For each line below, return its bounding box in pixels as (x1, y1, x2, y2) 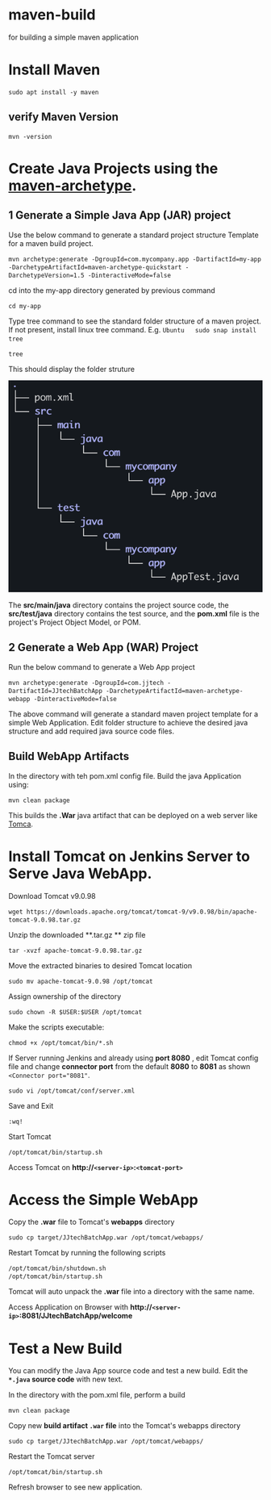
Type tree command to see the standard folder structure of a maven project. (8, 316, 262, 326)
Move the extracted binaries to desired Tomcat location (8, 960, 192, 970)
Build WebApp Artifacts (8, 750, 130, 763)
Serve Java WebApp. (8, 864, 152, 883)
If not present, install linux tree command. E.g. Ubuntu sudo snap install (8, 324, 257, 334)
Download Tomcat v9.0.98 (8, 891, 97, 900)
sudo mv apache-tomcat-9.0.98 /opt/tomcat (8, 977, 153, 985)
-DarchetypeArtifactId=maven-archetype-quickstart (8, 263, 182, 271)
